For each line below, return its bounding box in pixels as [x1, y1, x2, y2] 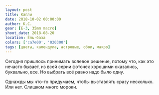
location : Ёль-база [5, 35, 46, 40]
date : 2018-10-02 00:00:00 [5, 16, 61, 21]
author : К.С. [5, 21, 32, 26]
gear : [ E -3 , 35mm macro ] [5, 26, 57, 31]
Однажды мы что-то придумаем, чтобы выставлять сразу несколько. [5, 78, 154, 84]
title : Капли [5, 12, 32, 17]
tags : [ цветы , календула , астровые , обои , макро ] [5, 44, 111, 49]
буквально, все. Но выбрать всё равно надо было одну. [5, 68, 125, 75]
